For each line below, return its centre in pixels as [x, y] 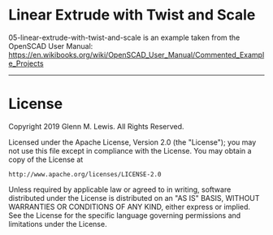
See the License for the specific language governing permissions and [125, 215]
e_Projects [26, 63]
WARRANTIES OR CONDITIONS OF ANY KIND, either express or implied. [129, 207]
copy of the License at [46, 159]
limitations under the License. [58, 224]
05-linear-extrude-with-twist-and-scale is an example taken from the [124, 37]
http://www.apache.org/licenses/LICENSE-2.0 [85, 174]
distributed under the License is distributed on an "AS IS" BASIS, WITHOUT [134, 198]
